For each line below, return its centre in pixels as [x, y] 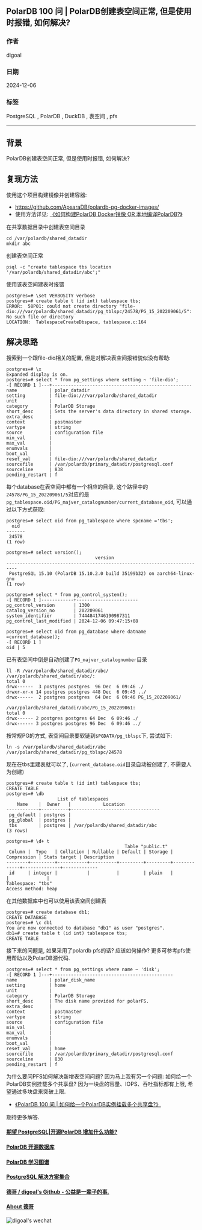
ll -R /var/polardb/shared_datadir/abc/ [58, 671]
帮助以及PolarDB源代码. [41, 958]
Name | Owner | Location [71, 804]
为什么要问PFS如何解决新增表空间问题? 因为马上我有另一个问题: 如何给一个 [99, 1076]
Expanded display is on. [37, 374]
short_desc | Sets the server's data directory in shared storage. [99, 411]
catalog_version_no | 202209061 [55, 610]
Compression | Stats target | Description [60, 857]
